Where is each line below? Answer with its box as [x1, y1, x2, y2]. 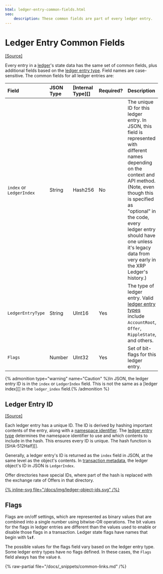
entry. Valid [128, 295, 154, 302]
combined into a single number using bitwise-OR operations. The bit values [5, 519, 156, 524]
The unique [128, 99, 154, 105]
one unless [128, 238, 153, 245]
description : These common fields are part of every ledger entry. [14, 16, 153, 21]
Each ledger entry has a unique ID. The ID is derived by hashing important [5, 422, 153, 428]
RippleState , [128, 331, 157, 338]
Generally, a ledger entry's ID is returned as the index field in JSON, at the [5, 453, 153, 458]
